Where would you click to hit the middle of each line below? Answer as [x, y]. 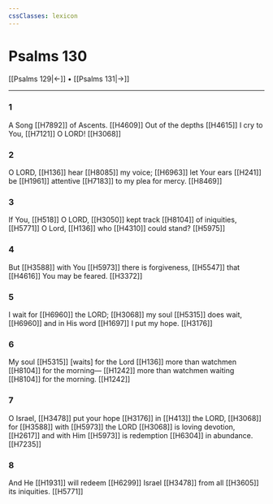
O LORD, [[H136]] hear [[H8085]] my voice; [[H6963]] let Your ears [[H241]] [135, 172]
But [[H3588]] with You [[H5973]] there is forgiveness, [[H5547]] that [124, 267]
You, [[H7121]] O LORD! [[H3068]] [65, 133]
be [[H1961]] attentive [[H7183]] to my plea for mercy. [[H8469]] [115, 181]
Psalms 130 [48, 56]
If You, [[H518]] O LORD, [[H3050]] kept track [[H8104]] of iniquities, [123, 219]
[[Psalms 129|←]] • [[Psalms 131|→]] [69, 79]
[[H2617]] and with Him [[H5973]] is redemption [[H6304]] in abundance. [131, 435]
